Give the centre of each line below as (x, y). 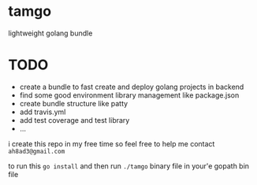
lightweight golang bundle (50, 33)
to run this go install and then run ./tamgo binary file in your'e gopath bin (129, 166)
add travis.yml (43, 112)
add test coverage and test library (74, 120)
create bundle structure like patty (74, 103)
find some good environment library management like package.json (129, 95)
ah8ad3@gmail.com (37, 151)
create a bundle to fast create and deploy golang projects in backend (132, 87)
